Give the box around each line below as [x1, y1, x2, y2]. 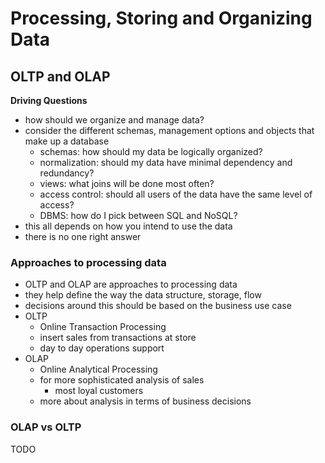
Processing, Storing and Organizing [10, 7, 313, 30]
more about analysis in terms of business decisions [39, 395, 252, 407]
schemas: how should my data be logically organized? [39, 146, 263, 157]
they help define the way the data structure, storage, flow [24, 289, 262, 301]
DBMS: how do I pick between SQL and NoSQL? [39, 210, 238, 221]
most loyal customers [54, 385, 144, 397]
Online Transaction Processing [39, 321, 167, 333]
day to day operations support [39, 342, 165, 354]
